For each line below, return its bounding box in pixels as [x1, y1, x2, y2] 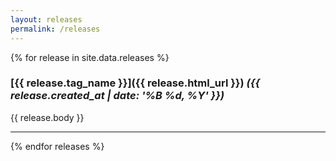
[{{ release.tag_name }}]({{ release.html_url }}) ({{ [10, 76, 261, 90]
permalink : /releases [10, 24, 101, 34]
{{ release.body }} [10, 111, 85, 123]
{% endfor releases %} [10, 140, 105, 152]
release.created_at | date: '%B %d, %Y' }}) [10, 89, 225, 103]
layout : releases [10, 14, 83, 25]
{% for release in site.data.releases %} [10, 51, 170, 63]
